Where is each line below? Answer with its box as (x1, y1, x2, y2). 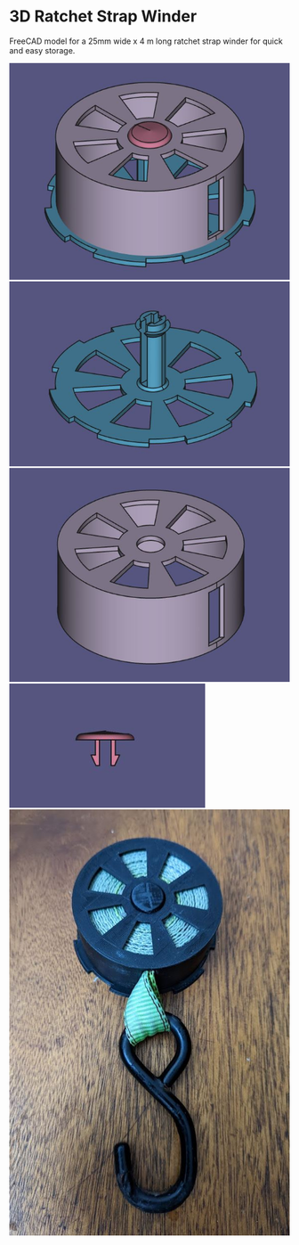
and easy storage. (9, 45, 76, 55)
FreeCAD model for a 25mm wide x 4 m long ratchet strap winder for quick (9, 36, 283, 46)
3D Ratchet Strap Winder (9, 6, 198, 27)
